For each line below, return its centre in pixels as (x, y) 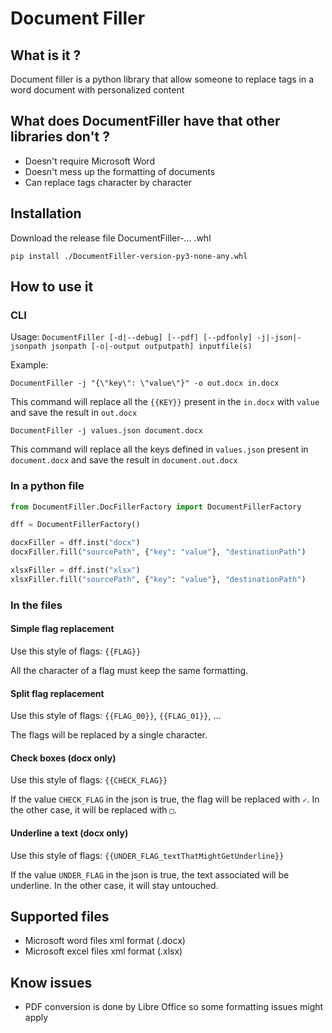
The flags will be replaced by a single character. (109, 735)
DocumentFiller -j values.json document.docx (106, 431)
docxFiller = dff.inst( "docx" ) (75, 543)
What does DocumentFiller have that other (145, 121)
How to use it (52, 287)
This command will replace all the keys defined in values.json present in (159, 449)
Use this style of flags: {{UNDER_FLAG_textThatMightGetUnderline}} (147, 855)
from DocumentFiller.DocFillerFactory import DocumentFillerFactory (156, 507)
